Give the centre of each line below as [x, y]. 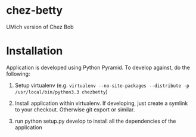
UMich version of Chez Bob [40, 27]
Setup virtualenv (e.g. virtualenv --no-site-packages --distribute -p [102, 85]
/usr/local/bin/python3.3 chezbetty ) [61, 91]
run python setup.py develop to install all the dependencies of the [95, 121]
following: [18, 74]
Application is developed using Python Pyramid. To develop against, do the [98, 67]
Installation [35, 51]
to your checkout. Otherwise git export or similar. [75, 109]
